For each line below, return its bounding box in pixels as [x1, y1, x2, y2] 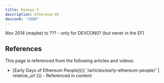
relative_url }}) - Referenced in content [12, 73, 92, 79]
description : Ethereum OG [5, 12, 59, 17]
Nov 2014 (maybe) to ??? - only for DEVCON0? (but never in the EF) [5, 30, 145, 36]
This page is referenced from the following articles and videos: [5, 58, 134, 64]
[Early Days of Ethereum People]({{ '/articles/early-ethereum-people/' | [12, 68, 159, 74]
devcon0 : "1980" [5, 16, 39, 21]
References [5, 44, 42, 53]
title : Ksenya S [5, 7, 39, 12]
